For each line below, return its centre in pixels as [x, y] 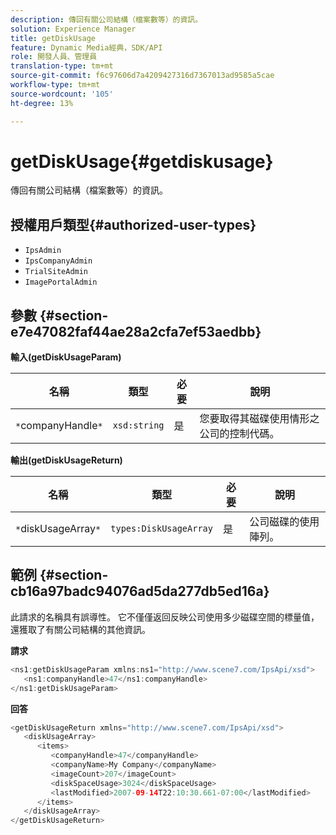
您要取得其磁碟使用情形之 [259, 419]
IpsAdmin [43, 251]
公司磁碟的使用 [284, 522]
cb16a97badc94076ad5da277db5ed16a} [140, 591]
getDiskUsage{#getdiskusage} [142, 161]
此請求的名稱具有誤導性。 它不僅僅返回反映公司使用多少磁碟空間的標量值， [165, 617]
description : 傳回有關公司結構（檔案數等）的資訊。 [106, 19]
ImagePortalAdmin [61, 282]
